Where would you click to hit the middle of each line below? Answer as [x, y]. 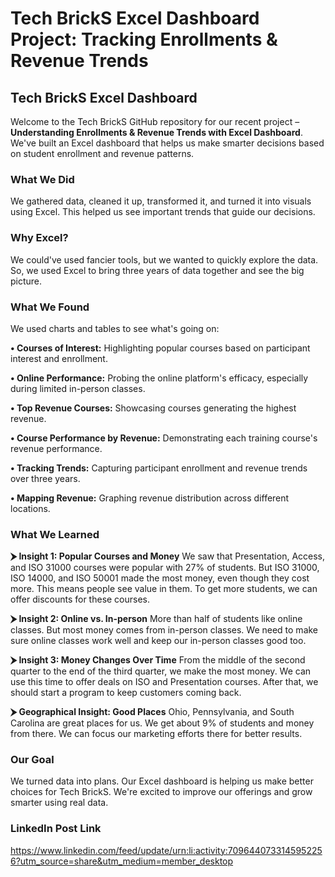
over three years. [45, 478]
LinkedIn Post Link [56, 829]
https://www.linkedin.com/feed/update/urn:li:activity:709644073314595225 [166, 850]
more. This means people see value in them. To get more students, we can [164, 589]
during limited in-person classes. [78, 388]
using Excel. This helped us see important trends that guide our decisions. [163, 212]
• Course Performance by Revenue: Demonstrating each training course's [164, 438]
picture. [26, 281]
